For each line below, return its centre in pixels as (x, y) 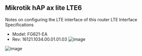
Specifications (19, 25)
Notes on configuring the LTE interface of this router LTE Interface (71, 19)
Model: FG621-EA (30, 34)
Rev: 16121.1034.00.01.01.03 (39, 39)
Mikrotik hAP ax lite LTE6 (44, 8)
